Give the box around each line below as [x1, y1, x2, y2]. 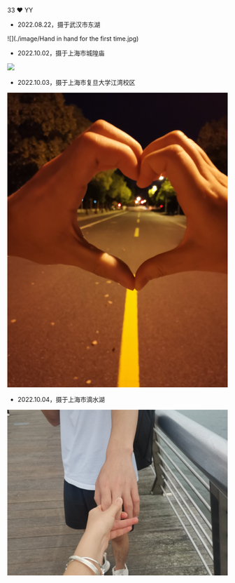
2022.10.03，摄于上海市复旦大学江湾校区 [17, 79, 136, 86]
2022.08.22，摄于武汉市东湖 [17, 20, 101, 29]
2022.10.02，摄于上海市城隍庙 [17, 49, 105, 57]
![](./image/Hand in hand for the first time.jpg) [7, 34, 139, 43]
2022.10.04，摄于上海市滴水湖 [17, 396, 105, 403]
